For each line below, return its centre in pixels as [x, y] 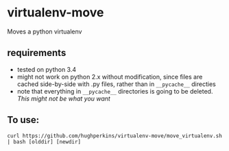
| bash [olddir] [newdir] [44, 141]
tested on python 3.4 [47, 69]
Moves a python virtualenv [45, 31]
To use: [23, 120]
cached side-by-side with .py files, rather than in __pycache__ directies [116, 84]
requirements [37, 53]
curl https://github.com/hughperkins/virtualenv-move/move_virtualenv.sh [115, 136]
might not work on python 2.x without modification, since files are [110, 77]
